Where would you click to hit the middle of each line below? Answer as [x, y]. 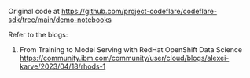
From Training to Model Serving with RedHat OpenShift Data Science [131, 50]
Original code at [34, 11]
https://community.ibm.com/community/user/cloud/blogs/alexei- [124, 58]
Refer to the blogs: [38, 35]
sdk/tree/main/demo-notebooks [60, 19]
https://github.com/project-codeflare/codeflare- [140, 11]
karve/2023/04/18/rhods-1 [63, 66]
